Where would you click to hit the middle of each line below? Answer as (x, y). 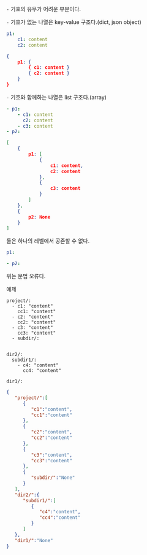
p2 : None (40, 217)
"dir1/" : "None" (34, 540)
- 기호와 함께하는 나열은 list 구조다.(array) (57, 97)
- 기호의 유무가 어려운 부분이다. (44, 9)
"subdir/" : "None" (53, 478)
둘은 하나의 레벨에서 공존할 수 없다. (48, 241)
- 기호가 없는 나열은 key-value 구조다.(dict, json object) (74, 22)
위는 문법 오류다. (26, 276)
